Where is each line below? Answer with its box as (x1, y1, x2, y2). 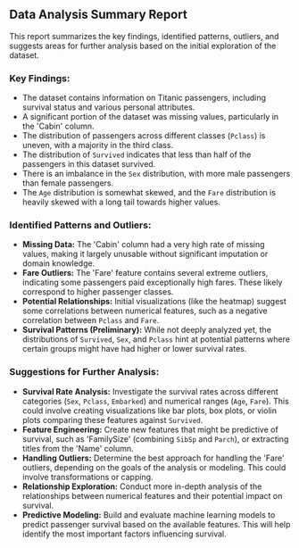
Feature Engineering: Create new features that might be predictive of (21, 424, 278, 435)
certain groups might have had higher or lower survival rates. (21, 344, 247, 354)
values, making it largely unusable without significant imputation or (21, 249, 269, 260)
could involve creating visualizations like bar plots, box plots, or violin (21, 405, 277, 416)
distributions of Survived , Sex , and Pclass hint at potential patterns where (21, 334, 290, 345)
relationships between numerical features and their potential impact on (21, 490, 283, 501)
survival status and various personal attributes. (21, 102, 195, 112)
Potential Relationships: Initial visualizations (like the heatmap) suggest (21, 296, 287, 307)
